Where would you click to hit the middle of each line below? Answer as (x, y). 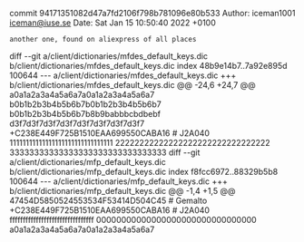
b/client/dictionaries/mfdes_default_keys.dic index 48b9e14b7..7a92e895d (148, 66)
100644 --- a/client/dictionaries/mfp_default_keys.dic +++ (119, 181)
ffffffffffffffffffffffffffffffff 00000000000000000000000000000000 (133, 220)
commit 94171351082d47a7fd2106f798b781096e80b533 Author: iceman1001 (152, 13)
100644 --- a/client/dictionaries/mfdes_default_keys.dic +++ (123, 75)
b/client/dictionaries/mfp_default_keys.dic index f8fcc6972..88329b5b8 (144, 172)
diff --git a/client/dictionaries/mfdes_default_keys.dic (109, 56)
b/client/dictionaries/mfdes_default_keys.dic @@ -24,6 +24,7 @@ (132, 85)
